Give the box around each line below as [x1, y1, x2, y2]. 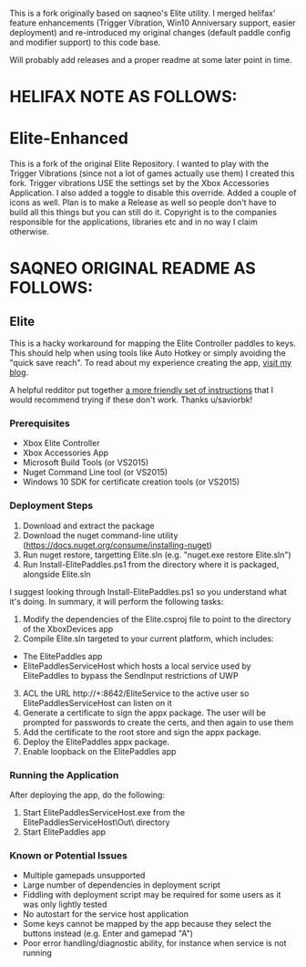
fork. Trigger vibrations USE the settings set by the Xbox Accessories [9, 178, 270, 189]
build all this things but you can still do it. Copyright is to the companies [9, 207, 278, 218]
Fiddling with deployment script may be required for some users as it [22, 889, 281, 900]
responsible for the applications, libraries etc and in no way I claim [9, 216, 258, 227]
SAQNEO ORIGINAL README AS [9, 258, 257, 279]
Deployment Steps [9, 499, 94, 512]
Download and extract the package [22, 520, 155, 531]
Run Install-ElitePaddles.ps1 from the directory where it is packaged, [22, 558, 280, 569]
